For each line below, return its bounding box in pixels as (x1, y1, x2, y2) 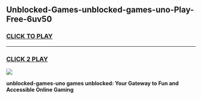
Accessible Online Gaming (6, 86, 74, 93)
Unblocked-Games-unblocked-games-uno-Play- (6, 5, 194, 15)
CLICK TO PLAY (6, 32, 53, 41)
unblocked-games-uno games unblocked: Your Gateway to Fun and (6, 79, 179, 86)
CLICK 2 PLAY (6, 55, 48, 63)
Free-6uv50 (6, 14, 52, 25)
